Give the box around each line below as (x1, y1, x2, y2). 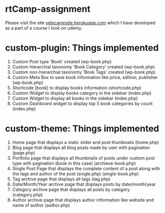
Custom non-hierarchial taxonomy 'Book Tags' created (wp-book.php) (12, 69, 156, 75)
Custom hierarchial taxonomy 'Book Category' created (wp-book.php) (12, 64, 155, 70)
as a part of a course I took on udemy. (5, 25, 82, 31)
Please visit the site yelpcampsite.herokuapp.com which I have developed (5, 20, 156, 26)
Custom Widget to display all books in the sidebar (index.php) (12, 95, 138, 101)
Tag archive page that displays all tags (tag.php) (12, 176, 111, 182)
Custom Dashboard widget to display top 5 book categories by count (12, 100, 153, 106)
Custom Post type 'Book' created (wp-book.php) (12, 58, 112, 65)
